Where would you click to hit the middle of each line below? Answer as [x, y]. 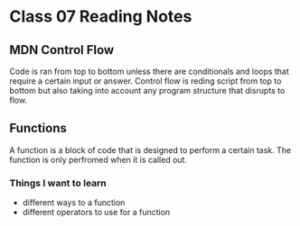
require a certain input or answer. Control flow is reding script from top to [145, 81]
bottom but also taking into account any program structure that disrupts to [147, 90]
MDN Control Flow [62, 50]
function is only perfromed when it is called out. [98, 159]
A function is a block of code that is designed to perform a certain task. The [150, 149]
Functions [38, 128]
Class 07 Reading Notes [101, 17]
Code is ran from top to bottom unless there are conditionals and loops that [149, 71]
